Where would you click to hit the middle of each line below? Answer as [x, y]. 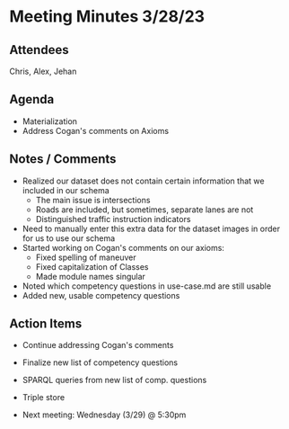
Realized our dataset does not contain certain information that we [143, 181]
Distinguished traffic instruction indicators [113, 219]
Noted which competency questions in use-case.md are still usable [147, 286]
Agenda [32, 99]
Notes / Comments [63, 159]
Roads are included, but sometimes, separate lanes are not [144, 210]
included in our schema [66, 190]
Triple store [44, 398]
